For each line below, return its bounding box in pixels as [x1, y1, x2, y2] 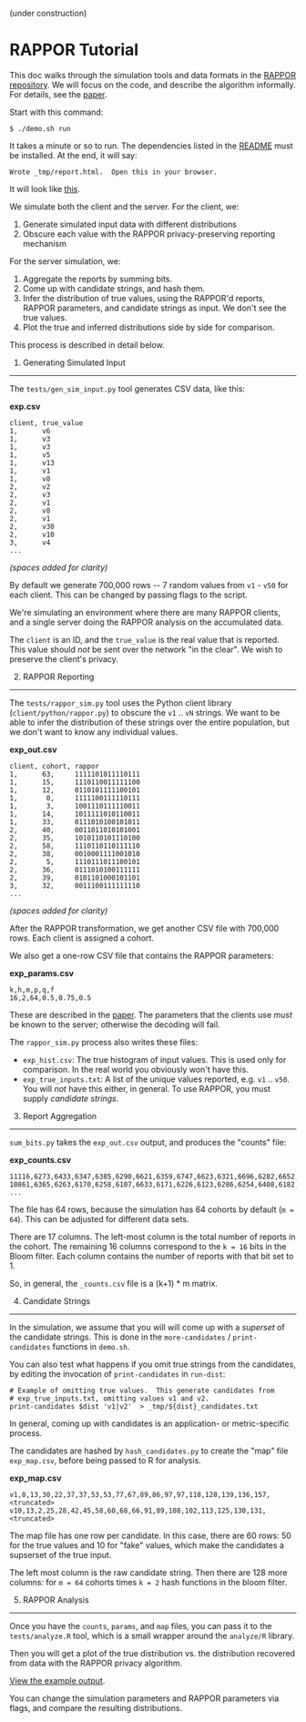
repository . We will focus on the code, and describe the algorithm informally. [9, 79, 296, 90]
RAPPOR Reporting [22, 671, 95, 682]
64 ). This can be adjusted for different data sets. [9, 1213, 189, 1224]
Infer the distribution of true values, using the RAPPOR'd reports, [22, 292, 266, 303]
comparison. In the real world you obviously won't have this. [22, 1064, 249, 1075]
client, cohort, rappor [9, 761, 100, 770]
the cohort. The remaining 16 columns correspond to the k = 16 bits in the [9, 1240, 287, 1251]
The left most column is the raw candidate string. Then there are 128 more [9, 1566, 288, 1578]
